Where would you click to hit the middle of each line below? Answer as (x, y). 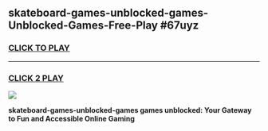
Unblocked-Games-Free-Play (83, 26)
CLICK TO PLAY (39, 48)
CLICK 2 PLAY (36, 78)
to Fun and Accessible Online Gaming (72, 118)
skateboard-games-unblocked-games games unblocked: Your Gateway (130, 110)
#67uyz (179, 26)
